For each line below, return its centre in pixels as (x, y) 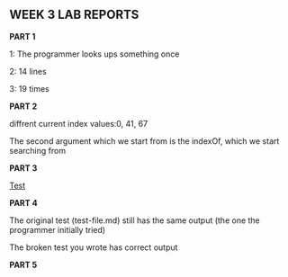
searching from (37, 150)
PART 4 (23, 202)
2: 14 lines (28, 71)
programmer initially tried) (58, 229)
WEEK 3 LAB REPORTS (74, 15)
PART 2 (23, 106)
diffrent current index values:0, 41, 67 (79, 123)
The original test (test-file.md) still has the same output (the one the (135, 220)
